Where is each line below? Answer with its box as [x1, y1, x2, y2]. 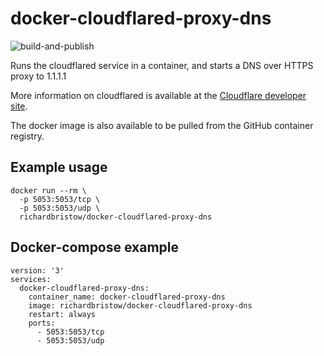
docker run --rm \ [10, 185, 87, 196]
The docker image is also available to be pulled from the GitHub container [10, 119, 314, 131]
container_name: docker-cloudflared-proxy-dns [28, 292, 226, 302]
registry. [10, 130, 45, 142]
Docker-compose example [10, 239, 180, 256]
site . [10, 100, 28, 112]
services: [10, 274, 52, 284]
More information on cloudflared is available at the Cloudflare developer [10, 89, 307, 101]
